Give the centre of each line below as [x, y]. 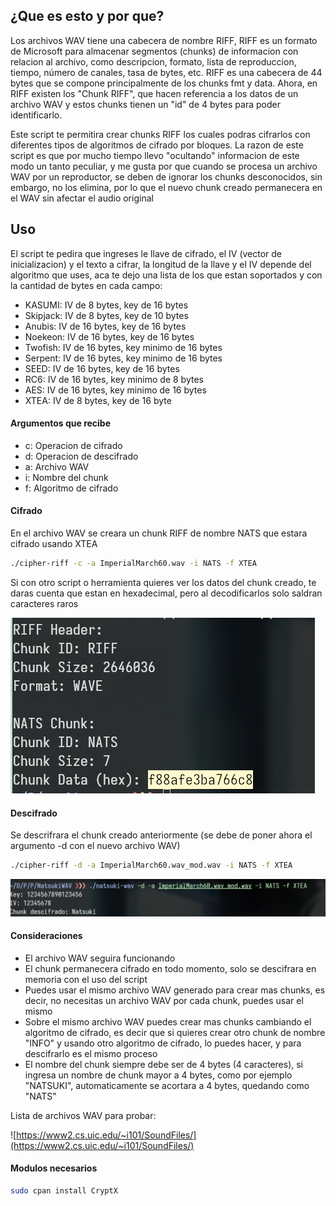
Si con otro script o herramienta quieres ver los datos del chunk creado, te [163, 582]
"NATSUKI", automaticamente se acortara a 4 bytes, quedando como [167, 1085]
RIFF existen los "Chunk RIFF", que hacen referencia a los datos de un [154, 93]
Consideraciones [46, 936]
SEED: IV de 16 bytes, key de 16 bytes [102, 368]
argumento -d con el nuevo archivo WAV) [95, 846]
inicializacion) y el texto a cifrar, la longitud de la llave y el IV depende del [161, 264]
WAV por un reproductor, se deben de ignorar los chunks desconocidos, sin [166, 176]
